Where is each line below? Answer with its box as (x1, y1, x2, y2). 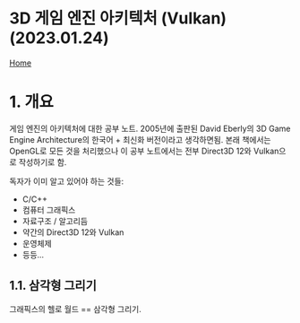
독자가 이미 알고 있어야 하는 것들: (9, 176, 124, 187)
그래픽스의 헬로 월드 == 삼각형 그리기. (9, 303, 141, 314)
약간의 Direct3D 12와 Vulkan (21, 226, 124, 238)
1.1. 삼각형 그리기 (9, 278, 97, 293)
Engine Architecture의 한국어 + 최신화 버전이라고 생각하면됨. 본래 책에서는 (9, 134, 271, 144)
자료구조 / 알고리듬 (21, 215, 88, 226)
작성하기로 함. (18, 156, 67, 167)
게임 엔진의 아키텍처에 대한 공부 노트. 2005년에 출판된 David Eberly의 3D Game (9, 123, 291, 134)
